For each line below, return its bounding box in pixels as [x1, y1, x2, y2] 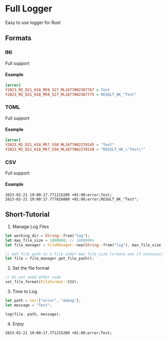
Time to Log [12, 289, 37, 295]
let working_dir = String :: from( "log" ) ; [5, 233, 90, 238]
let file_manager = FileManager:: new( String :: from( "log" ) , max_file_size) [5, 242, 164, 247]
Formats [5, 34, 31, 42]
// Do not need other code [5, 275, 61, 280]
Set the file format [12, 265, 50, 271]
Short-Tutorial [5, 210, 50, 219]
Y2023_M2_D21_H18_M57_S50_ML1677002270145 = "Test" [5, 142, 114, 147]
